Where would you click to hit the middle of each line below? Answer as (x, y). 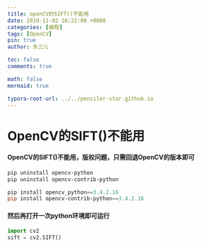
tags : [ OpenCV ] (30, 34)
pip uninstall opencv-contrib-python (63, 179)
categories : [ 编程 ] (35, 27)
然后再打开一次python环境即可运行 (58, 215)
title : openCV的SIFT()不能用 (48, 14)
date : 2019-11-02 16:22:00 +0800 (57, 21)
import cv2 (23, 231)
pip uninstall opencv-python (50, 172)
